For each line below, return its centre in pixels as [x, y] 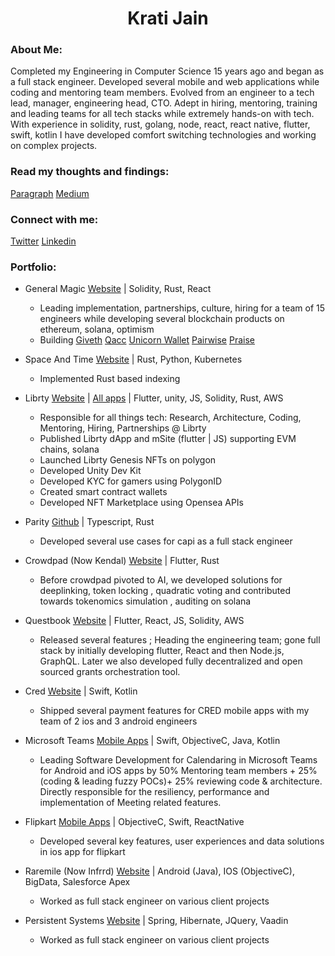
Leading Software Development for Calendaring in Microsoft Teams [178, 760]
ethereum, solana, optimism [97, 329]
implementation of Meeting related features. [130, 803]
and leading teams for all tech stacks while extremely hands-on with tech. [162, 114]
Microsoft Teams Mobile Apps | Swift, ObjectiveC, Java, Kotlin [152, 741]
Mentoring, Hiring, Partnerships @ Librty [123, 428]
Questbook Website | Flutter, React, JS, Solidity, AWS [134, 621]
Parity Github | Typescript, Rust [89, 522]
